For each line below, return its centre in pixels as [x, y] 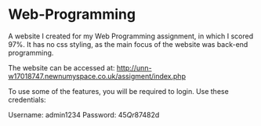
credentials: [27, 99]
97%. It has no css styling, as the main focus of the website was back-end [128, 44]
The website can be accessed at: [62, 67]
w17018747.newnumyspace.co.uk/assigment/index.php [97, 76]
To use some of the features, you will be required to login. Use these [118, 91]
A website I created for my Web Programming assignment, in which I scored [130, 36]
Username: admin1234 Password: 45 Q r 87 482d [84, 114]
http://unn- [134, 67]
